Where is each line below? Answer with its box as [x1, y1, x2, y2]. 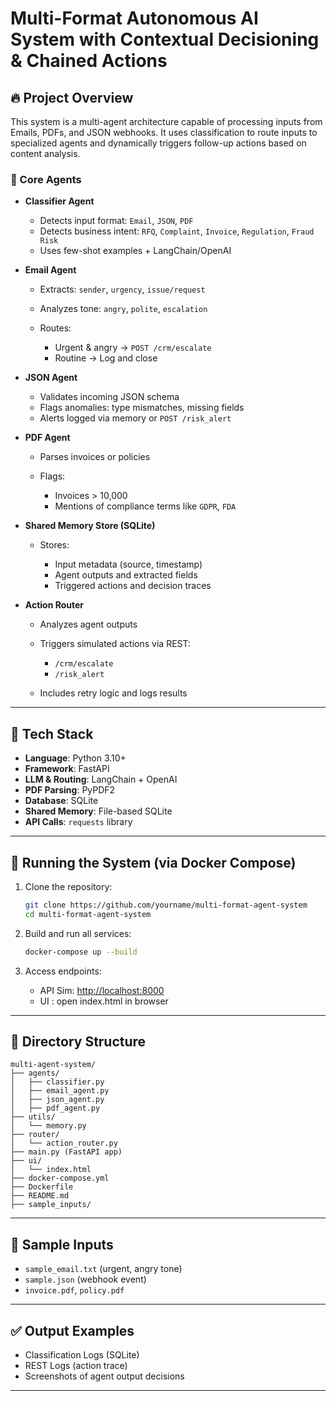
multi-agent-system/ [10, 1060, 97, 1070]
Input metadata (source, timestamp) [54, 558, 203, 571]
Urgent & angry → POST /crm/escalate [54, 342, 212, 354]
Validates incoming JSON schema [39, 391, 180, 403]
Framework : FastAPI [24, 763, 110, 775]
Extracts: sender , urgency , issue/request [39, 283, 206, 296]
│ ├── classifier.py [10, 1077, 105, 1087]
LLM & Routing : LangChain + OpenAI [24, 773, 178, 786]
